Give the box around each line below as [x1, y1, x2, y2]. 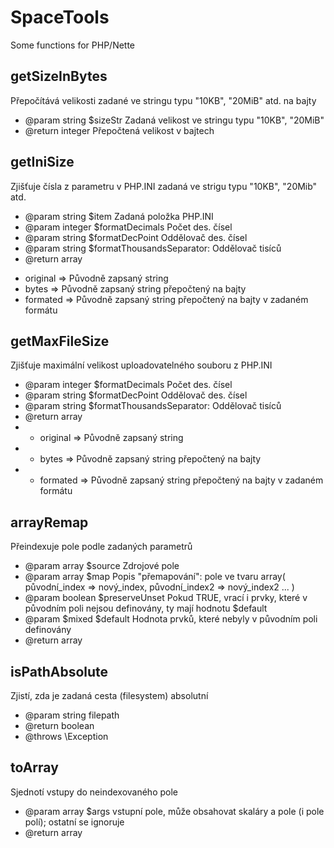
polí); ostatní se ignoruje [24, 816, 125, 828]
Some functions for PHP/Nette [10, 39, 136, 51]
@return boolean [24, 720, 95, 731]
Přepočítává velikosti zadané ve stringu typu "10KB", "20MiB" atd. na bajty [10, 94, 317, 106]
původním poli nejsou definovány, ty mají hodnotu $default [24, 602, 268, 615]
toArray [10, 759, 59, 776]
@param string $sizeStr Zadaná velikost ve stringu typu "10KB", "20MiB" [24, 114, 325, 126]
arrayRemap [10, 514, 89, 531]
